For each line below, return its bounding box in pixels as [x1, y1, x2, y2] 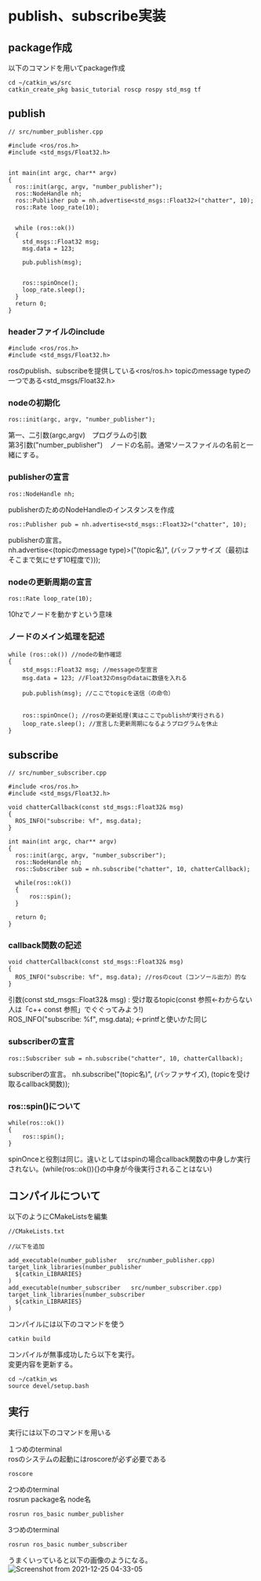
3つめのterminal [8, 1524, 60, 1534]
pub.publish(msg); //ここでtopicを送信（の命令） [22, 690, 175, 697]
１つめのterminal [8, 1444, 63, 1454]
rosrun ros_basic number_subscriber [8, 1540, 128, 1548]
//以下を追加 [8, 1242, 45, 1250]
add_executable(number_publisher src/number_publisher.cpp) [8, 1256, 216, 1264]
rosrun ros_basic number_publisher [8, 1510, 125, 1518]
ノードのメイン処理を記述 [8, 631, 105, 642]
